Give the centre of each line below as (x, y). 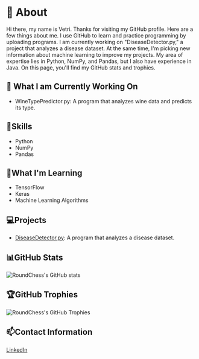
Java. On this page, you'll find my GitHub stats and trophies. (81, 67)
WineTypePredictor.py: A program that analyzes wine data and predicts (103, 101)
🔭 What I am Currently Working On (72, 87)
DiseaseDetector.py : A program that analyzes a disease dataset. (95, 238)
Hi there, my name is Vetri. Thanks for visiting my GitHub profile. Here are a (100, 29)
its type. (25, 108)
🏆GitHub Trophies (42, 295)
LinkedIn (17, 349)
